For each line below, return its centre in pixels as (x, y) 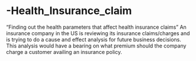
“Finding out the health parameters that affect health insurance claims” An (97, 27)
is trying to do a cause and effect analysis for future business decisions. (94, 39)
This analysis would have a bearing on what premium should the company (96, 46)
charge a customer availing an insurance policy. (64, 52)
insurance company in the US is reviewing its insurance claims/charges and (98, 33)
